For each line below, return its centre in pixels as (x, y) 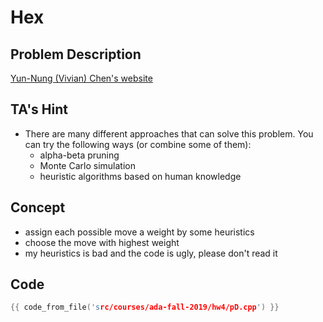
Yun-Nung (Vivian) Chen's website (81, 78)
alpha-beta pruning (79, 155)
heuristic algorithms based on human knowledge (140, 176)
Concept (38, 207)
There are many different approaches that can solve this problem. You (169, 133)
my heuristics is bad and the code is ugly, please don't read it (151, 253)
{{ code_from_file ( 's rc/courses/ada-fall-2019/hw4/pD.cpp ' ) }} (145, 307)
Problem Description (76, 54)
